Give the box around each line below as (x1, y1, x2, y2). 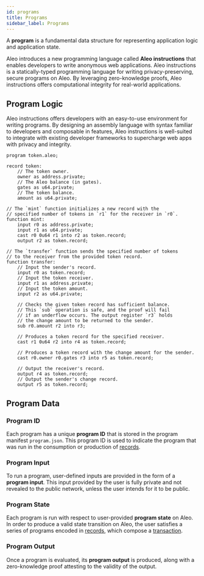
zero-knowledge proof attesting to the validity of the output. (6, 563, 157, 570)
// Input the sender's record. (17, 264, 97, 271)
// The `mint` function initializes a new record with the (6, 206, 160, 212)
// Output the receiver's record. (17, 366, 105, 372)
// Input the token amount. (17, 286, 88, 292)
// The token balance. (17, 190, 75, 196)
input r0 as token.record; (17, 270, 86, 276)
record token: (6, 163, 43, 169)
